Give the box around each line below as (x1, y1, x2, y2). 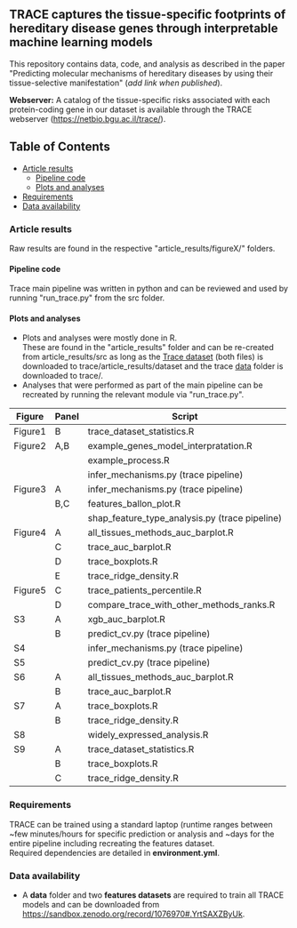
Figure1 (13, 426, 47, 438)
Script (172, 411, 198, 423)
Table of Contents (9, 140, 111, 155)
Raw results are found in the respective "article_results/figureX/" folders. (9, 243, 276, 253)
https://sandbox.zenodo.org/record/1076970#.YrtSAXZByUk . (21, 908, 245, 919)
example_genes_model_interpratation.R (87, 440, 253, 452)
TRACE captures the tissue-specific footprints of (9, 7, 286, 22)
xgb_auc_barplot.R (87, 613, 166, 626)
